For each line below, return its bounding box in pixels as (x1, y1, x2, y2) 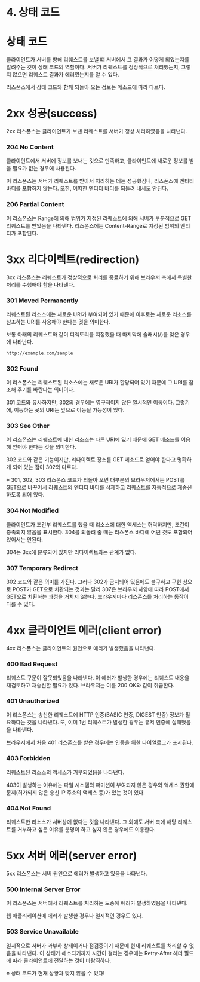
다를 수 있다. (6, 600, 35, 607)
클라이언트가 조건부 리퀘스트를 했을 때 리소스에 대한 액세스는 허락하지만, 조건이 (6, 521, 190, 528)
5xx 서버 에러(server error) (6, 849, 137, 862)
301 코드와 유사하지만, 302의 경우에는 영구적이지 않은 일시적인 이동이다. (6, 399, 174, 406)
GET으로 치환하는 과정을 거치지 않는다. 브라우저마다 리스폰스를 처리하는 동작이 (6, 593, 189, 600)
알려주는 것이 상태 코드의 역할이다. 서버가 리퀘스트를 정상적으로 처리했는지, (6, 63, 180, 71)
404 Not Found (6, 804, 51, 812)
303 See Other (6, 421, 50, 430)
